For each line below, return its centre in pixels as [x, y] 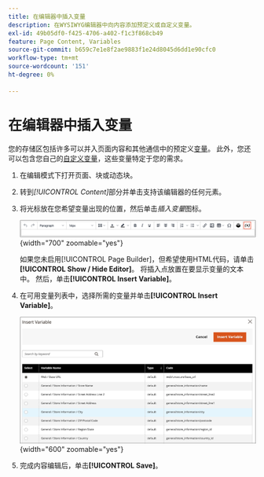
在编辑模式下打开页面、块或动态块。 [78, 175]
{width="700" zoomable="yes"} [71, 243]
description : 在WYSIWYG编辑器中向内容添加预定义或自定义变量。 [102, 25]
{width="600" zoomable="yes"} [71, 449]
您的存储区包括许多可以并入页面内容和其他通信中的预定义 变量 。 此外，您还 [130, 149]
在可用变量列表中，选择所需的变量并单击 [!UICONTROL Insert [119, 295]
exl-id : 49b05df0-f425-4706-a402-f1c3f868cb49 [86, 33]
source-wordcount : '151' [49, 67]
